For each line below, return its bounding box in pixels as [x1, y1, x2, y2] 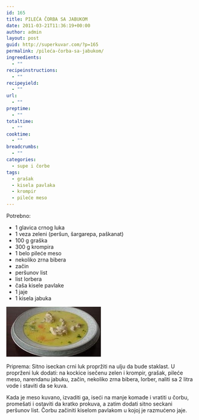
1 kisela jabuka [15, 295, 51, 302]
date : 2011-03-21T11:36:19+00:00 [6, 22, 91, 28]
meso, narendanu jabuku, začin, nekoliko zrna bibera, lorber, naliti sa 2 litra [6, 376, 194, 382]
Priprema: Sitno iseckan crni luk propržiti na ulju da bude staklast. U [6, 363, 175, 370]
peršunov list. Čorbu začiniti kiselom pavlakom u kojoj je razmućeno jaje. [6, 407, 188, 414]
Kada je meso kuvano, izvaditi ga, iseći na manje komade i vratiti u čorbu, [6, 394, 189, 401]
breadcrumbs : [6, 144, 39, 150]
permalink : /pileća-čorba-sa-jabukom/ [6, 48, 104, 54]
